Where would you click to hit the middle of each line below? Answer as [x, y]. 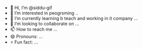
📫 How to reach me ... [34, 29]
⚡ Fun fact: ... [24, 42]
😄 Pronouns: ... [26, 36]
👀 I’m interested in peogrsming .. [44, 13]
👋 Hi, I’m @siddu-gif [31, 8]
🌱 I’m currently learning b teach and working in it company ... [74, 18]
